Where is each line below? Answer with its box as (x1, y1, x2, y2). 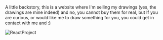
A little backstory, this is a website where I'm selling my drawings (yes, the (5, 4, 157, 10)
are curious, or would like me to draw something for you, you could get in (5, 15, 154, 20)
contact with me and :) (5, 20, 51, 26)
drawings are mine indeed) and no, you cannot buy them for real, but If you (5, 9, 158, 15)
